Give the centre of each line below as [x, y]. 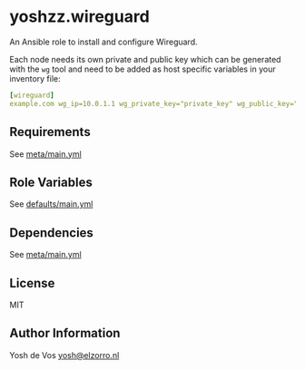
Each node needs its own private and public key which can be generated [145, 59]
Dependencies [51, 233]
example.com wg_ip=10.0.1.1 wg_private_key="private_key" [121, 103]
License [32, 283]
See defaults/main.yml [51, 204]
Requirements [50, 132]
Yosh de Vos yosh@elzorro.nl [64, 355]
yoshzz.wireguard [79, 17]
